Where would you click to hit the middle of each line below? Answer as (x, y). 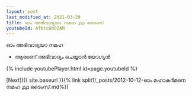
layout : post (22, 12)
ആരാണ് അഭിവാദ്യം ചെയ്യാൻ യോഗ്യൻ (63, 57)
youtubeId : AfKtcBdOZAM (36, 28)
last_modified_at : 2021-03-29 (44, 17)
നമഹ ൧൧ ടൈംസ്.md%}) (37, 87)
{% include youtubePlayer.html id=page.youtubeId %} (72, 69)
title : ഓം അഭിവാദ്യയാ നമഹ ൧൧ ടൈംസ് (55, 23)
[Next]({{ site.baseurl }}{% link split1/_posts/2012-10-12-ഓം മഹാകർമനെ (96, 80)
